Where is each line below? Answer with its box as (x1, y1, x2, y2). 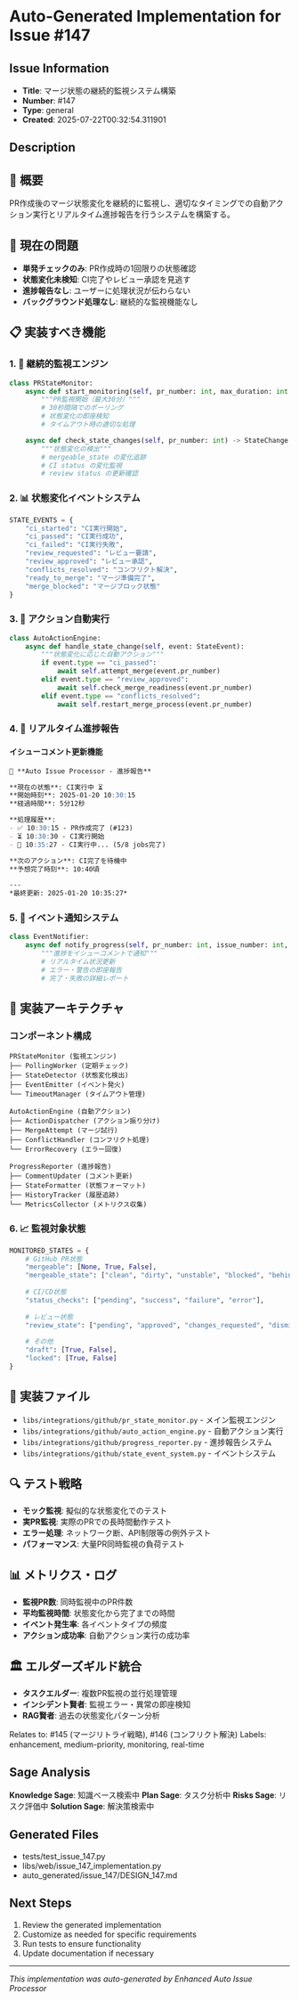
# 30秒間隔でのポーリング (41, 404, 124, 412)
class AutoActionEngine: (9, 633, 101, 642)
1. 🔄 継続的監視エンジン (9, 358, 109, 371)
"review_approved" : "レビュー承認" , (25, 557, 153, 566)
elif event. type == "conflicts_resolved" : (41, 691, 201, 700)
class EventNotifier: (9, 933, 90, 942)
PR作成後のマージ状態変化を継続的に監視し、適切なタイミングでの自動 (9, 198, 269, 208)
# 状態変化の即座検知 (41, 412, 109, 421)
